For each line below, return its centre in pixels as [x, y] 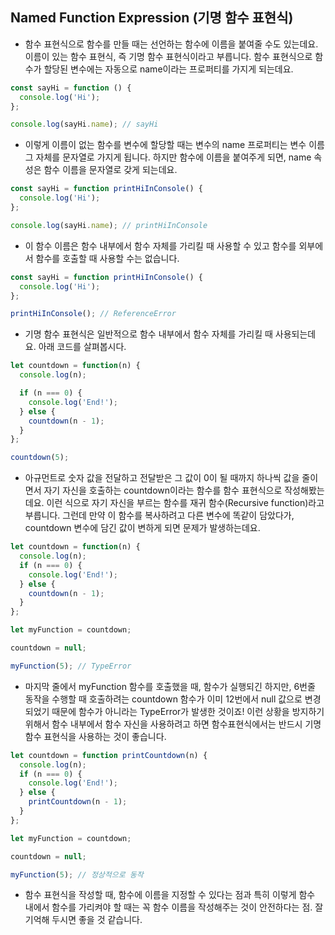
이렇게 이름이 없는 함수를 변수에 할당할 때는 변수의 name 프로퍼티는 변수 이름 [174, 145]
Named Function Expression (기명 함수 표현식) [152, 18]
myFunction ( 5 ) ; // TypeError [71, 666]
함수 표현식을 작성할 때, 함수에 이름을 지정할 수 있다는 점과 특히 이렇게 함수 [170, 895]
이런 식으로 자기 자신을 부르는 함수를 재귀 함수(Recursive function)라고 [185, 503]
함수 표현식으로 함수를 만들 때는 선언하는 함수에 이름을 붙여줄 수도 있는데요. [171, 44]
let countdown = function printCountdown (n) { [109, 755]
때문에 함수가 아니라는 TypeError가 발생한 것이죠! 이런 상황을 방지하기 [188, 711]
